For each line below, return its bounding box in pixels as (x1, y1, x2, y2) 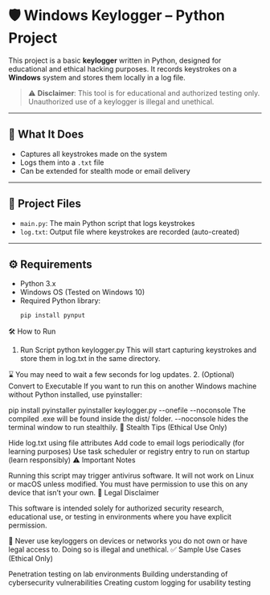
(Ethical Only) (8, 554, 54, 564)
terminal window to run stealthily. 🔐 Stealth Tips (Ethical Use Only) (8, 423, 227, 433)
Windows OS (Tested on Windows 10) (19, 287, 145, 297)
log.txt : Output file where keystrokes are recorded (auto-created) (19, 227, 240, 236)
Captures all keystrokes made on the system (19, 149, 167, 158)
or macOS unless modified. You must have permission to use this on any (8, 479, 248, 489)
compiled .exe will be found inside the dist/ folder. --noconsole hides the (8, 414, 249, 424)
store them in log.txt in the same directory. (19, 354, 161, 363)
